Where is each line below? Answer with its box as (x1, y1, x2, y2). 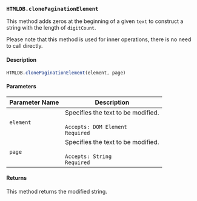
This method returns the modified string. (6, 188, 107, 195)
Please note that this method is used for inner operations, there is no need (6, 36, 192, 43)
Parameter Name (9, 98, 59, 107)
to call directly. (6, 42, 43, 50)
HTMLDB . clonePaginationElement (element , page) (6, 70, 126, 76)
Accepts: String (64, 153, 112, 160)
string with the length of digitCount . (6, 24, 96, 31)
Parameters (6, 82, 36, 90)
